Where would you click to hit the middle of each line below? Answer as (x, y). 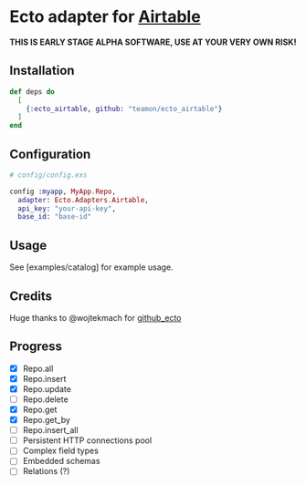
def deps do (32, 92)
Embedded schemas (61, 461)
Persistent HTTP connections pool (87, 440)
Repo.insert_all (51, 430)
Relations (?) (46, 471)
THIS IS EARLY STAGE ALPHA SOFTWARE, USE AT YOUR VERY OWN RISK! (153, 42)
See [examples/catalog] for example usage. (91, 267)
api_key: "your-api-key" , (67, 208)
